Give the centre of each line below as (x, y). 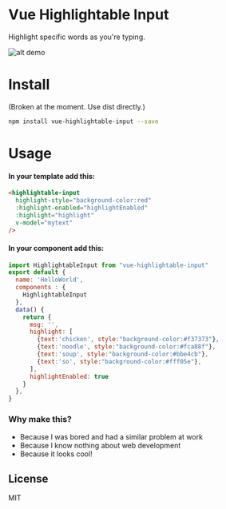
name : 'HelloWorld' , (50, 280)
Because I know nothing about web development (100, 445)
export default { (37, 272)
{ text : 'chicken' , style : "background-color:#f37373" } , (128, 340)
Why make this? (40, 420)
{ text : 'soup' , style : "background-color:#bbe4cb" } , (123, 354)
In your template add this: (52, 176)
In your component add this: (56, 248)
